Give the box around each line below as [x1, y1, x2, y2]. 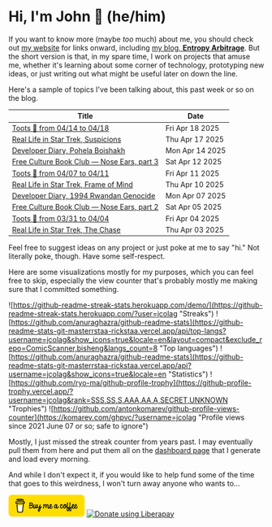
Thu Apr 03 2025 [165, 224, 225, 234]
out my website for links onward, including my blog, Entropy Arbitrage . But [8, 42, 260, 52]
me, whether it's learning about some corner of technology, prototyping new [8, 60, 265, 70]
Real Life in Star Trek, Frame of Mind [11, 179, 134, 189]
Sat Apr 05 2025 [165, 203, 222, 212]
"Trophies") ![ [8, 404, 54, 414]
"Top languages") [159, 343, 219, 353]
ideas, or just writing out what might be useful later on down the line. [8, 68, 238, 78]
